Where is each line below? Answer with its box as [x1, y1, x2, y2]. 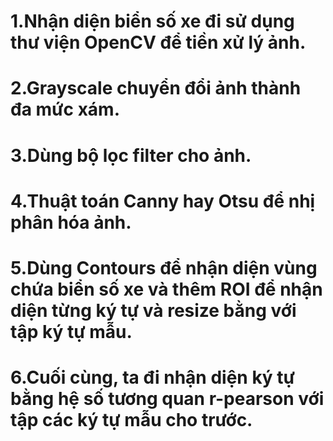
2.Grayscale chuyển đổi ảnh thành [10, 77, 302, 100]
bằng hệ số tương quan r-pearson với [10, 388, 325, 410]
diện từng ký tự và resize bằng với [10, 299, 297, 322]
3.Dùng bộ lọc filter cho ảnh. [10, 144, 252, 167]
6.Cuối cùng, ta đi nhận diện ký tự [10, 366, 296, 389]
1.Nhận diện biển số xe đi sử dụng [10, 10, 295, 33]
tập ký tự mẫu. [10, 320, 133, 343]
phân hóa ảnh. [10, 211, 132, 234]
